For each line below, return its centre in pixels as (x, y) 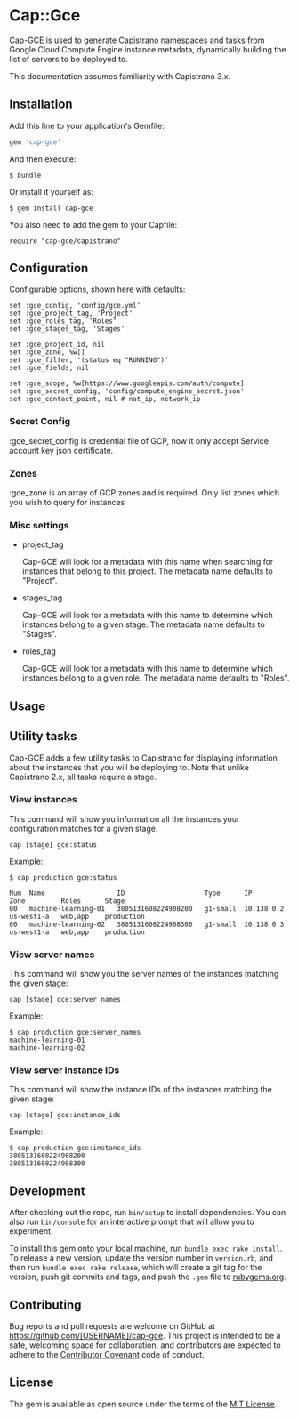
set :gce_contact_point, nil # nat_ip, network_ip (105, 399)
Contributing (45, 1305)
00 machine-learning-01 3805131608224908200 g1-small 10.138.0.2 (147, 908)
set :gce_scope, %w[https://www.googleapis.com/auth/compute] (127, 383)
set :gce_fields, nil (49, 368)
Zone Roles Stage (67, 901)
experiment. (31, 1231)
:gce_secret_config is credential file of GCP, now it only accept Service (139, 440)
